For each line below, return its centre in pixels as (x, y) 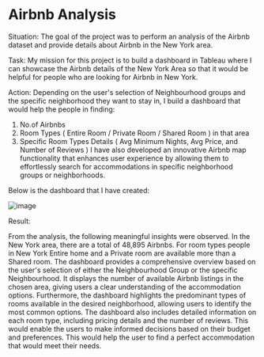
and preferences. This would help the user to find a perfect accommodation (132, 337)
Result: (19, 221)
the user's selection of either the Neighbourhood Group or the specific (123, 270)
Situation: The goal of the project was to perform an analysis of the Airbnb (129, 36)
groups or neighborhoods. (62, 175)
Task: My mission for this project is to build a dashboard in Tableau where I (130, 60)
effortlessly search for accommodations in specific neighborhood (126, 166)
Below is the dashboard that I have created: (79, 190)
